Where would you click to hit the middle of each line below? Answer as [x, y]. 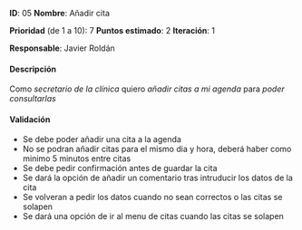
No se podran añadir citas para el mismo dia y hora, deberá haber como [157, 149]
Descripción [33, 69]
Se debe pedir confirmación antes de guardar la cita [120, 168]
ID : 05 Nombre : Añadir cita [60, 13]
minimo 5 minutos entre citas [77, 158]
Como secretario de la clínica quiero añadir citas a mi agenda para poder [147, 89]
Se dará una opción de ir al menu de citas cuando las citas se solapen [153, 216]
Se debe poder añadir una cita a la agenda [102, 139]
